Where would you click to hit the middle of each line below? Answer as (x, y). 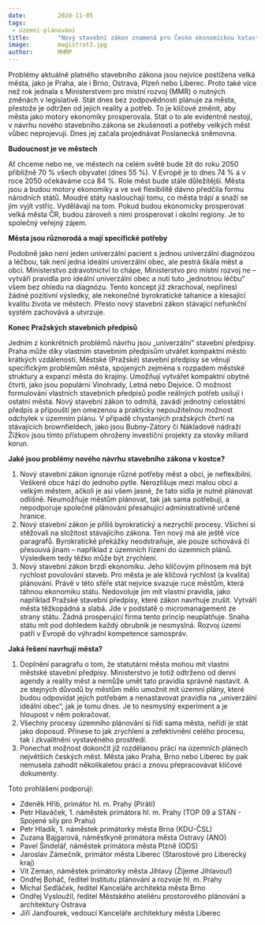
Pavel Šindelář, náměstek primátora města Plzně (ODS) (109, 846)
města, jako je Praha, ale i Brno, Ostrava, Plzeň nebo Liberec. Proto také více (132, 83)
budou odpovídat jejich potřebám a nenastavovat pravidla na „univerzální (138, 698)
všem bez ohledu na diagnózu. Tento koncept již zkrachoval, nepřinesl (123, 287)
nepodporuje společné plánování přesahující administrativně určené (130, 508)
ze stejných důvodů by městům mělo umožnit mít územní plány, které (132, 689)
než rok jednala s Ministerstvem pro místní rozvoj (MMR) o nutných (117, 91)
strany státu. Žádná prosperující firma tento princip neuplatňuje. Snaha (134, 617)
